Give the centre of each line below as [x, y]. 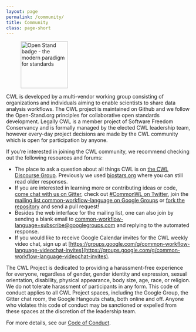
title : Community [27, 22]
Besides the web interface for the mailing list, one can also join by [94, 213]
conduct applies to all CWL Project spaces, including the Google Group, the [97, 293]
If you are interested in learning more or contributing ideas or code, [96, 188]
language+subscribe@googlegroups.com [65, 225]
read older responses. [41, 182]
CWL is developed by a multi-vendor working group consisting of [85, 97]
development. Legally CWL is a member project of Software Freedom [90, 121]
